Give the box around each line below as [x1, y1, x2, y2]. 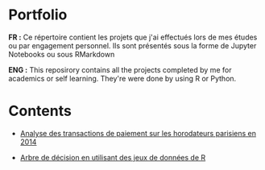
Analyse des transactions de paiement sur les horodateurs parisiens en [19, 128, 256, 138]
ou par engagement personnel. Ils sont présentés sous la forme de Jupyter [8, 40, 257, 50]
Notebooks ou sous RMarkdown [8, 49, 115, 59]
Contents [8, 102, 72, 120]
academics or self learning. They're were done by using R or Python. [8, 73, 237, 83]
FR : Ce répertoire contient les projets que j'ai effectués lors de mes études [8, 32, 258, 42]
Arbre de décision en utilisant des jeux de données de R [19, 152, 206, 162]
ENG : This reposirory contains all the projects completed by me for [8, 64, 232, 74]
